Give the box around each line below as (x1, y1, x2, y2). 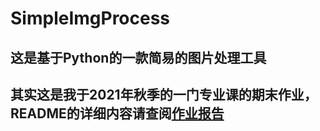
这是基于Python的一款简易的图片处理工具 (10, 49, 267, 66)
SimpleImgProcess (10, 7, 171, 30)
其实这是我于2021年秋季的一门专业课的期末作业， (10, 86, 318, 103)
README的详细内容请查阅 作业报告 (10, 105, 225, 122)
